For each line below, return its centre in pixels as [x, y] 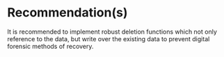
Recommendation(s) [67, 13]
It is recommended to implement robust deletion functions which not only [112, 32]
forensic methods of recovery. [50, 46]
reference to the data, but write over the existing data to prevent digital [109, 38]
